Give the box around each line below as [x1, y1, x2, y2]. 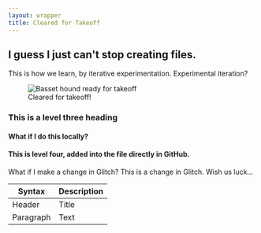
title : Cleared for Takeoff [8, 19, 101, 27]
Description [58, 186, 104, 197]
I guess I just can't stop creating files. [8, 48, 196, 61]
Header [12, 199, 40, 210]
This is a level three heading [8, 112, 118, 123]
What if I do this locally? [8, 131, 89, 141]
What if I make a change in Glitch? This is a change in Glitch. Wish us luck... [8, 167, 254, 177]
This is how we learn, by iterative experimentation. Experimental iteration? [8, 68, 248, 79]
